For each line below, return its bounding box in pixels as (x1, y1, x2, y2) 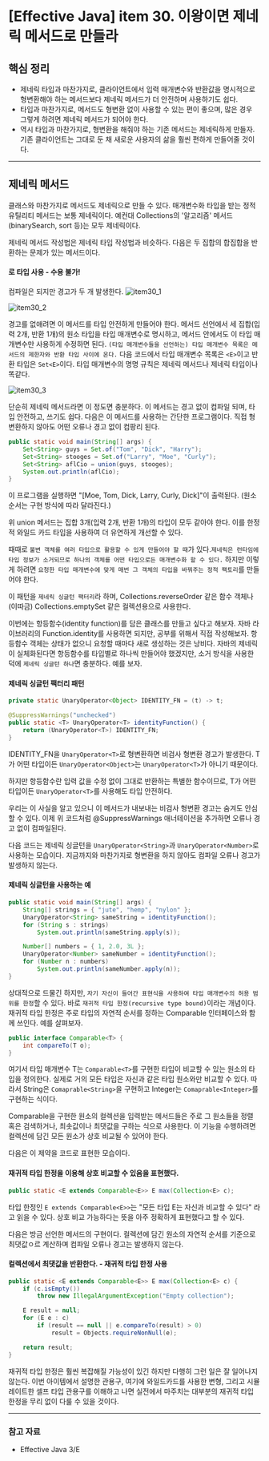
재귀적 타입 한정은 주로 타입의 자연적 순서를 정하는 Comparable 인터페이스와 (8, 1008, 247, 1017)
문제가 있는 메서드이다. (29, 248, 101, 257)
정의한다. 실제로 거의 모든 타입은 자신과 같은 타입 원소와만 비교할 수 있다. (22, 1074, 250, 1084)
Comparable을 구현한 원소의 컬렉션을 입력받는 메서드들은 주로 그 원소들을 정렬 (8, 1111, 254, 1121)
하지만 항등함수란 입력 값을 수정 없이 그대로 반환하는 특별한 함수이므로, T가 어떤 (8, 776, 256, 786)
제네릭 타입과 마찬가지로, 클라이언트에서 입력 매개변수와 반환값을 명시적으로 (19, 85, 256, 94)
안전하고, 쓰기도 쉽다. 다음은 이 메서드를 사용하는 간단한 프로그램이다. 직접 (16, 412, 247, 421)
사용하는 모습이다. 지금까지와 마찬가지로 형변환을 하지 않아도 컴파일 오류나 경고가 (8, 850, 261, 859)
